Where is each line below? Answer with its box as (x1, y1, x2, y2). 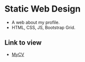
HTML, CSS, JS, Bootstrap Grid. (11, 24, 76, 30)
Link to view (4, 39, 42, 47)
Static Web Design (4, 3, 81, 15)
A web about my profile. (11, 19, 60, 25)
